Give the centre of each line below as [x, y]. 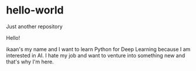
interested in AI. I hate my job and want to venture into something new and [96, 55]
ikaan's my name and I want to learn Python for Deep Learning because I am [98, 49]
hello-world [35, 10]
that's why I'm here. [30, 62]
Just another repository [35, 26]
